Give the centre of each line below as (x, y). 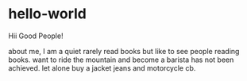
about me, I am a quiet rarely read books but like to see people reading (124, 51)
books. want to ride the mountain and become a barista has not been (121, 60)
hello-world (48, 14)
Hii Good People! (36, 36)
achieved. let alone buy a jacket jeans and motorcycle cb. (102, 67)
